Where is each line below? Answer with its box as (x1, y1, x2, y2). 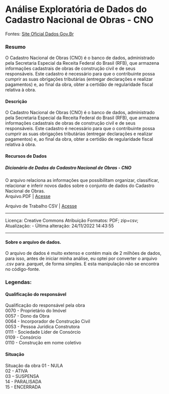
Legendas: (5, 279, 32, 286)
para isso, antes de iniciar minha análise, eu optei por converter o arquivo (5, 255, 157, 262)
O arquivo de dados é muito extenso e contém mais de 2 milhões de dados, (5, 250, 162, 256)
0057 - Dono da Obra (5, 313, 50, 319)
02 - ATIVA (5, 368, 28, 374)
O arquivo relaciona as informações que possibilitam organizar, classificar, (5, 177, 159, 183)
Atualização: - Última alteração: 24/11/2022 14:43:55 (5, 223, 114, 229)
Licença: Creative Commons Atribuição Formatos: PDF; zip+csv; (5, 218, 139, 223)
